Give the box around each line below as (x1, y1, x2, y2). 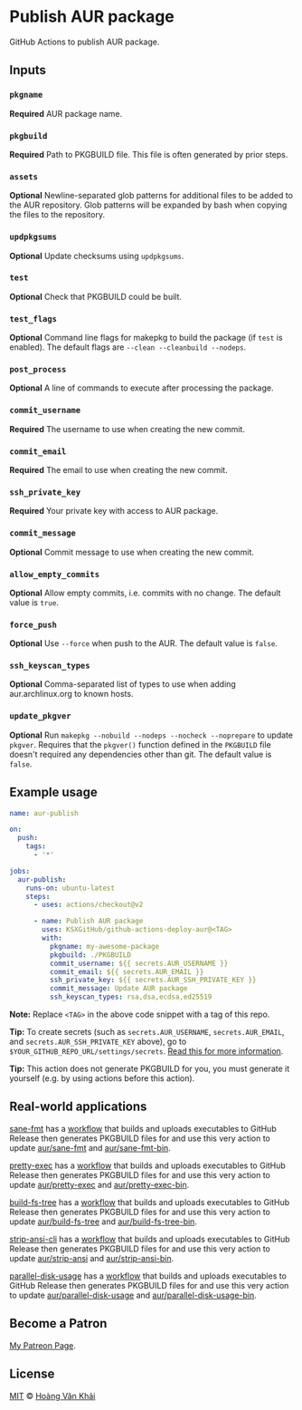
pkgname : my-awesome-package (49, 942, 160, 951)
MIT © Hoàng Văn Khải (9, 1390, 96, 1401)
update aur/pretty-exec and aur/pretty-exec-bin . (9, 1179, 190, 1190)
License (9, 1367, 55, 1382)
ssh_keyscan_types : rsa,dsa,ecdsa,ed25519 (49, 992, 212, 1002)
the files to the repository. (9, 209, 106, 220)
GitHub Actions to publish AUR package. (9, 36, 160, 47)
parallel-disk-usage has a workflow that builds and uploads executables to (9, 1270, 288, 1281)
